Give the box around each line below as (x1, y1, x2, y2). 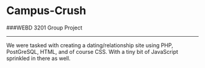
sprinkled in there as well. (6, 55, 71, 62)
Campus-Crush (6, 4, 87, 18)
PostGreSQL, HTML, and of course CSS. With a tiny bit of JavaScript (6, 48, 179, 55)
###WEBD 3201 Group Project (6, 24, 82, 31)
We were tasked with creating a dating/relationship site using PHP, (6, 41, 173, 49)
